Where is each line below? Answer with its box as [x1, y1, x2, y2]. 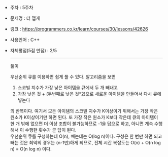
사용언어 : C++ [10, 37, 40, 43]
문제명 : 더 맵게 [10, 15, 40, 21]
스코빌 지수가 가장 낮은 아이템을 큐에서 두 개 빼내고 [17, 85, 118, 90]
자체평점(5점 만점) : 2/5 [10, 48, 57, 53]
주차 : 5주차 [10, 5, 33, 10]
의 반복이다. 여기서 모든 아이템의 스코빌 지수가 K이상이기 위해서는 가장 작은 [10, 108, 158, 114]
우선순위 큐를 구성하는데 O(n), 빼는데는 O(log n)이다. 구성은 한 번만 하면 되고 [10, 133, 162, 139]
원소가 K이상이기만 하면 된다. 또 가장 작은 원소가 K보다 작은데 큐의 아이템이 [10, 114, 158, 120]
